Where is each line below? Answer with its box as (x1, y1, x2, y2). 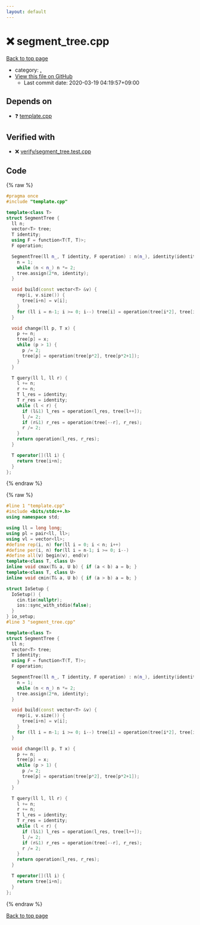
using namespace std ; (6, 514, 60, 520)
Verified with (6, 132, 55, 142)
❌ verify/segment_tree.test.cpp (14, 148, 91, 155)
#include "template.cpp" (6, 199, 68, 204)
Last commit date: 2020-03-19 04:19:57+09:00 (23, 79, 140, 86)
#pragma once (6, 193, 39, 199)
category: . (14, 66, 42, 74)
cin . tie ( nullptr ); (17, 597, 62, 603)
